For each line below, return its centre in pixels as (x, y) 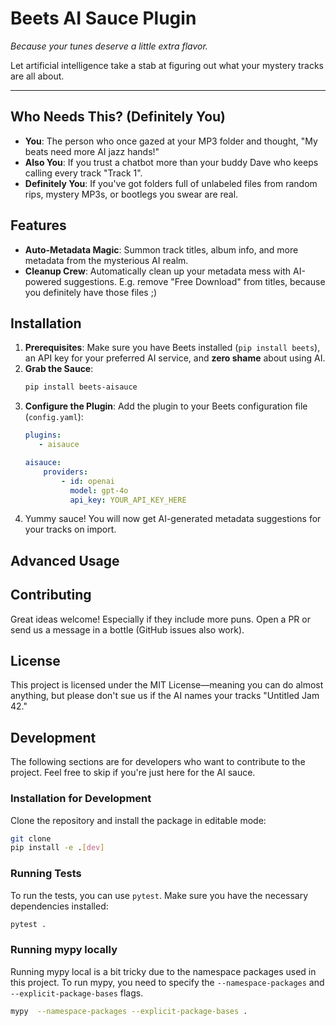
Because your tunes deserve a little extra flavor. (109, 46)
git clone (31, 838)
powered (43, 281)
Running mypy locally (64, 950)
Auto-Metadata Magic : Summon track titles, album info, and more (161, 249)
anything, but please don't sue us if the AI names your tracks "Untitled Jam (165, 696)
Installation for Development (81, 799)
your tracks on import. (70, 529)
